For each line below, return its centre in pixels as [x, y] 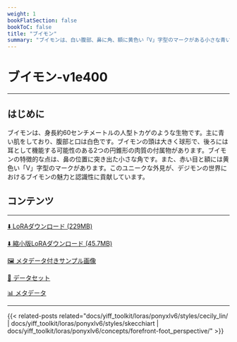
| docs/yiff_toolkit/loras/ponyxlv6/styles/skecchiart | [83, 323]
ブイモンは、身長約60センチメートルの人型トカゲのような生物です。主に [113, 132]
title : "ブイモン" [32, 34]
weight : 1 [22, 14]
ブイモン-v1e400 [57, 77]
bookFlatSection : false [42, 20]
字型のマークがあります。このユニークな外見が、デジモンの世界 [128, 167]
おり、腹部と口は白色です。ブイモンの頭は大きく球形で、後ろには [133, 141]
